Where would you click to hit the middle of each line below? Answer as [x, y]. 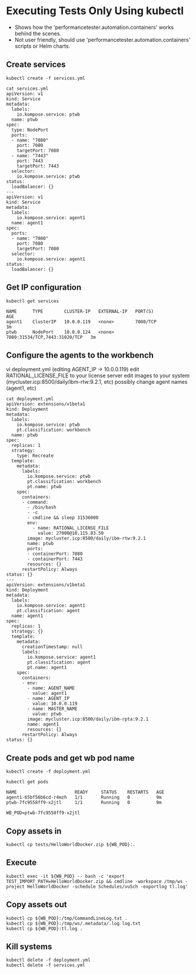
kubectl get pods [27, 782]
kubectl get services [33, 301]
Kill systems [29, 947]
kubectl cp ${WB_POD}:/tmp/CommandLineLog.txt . [67, 918]
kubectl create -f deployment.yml [49, 772]
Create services [36, 65]
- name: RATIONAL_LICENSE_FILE [71, 528]
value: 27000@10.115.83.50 [71, 533]
